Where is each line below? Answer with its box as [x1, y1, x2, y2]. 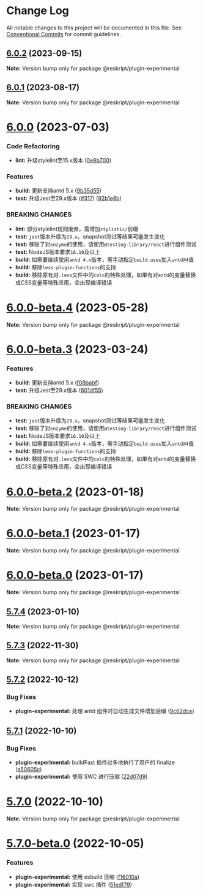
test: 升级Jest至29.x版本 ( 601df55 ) [15, 387, 104, 394]
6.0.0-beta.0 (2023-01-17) [6, 568, 144, 583]
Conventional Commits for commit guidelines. [6, 30, 121, 37]
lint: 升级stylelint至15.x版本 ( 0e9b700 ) [15, 157, 112, 164]
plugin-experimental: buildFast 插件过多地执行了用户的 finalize [15, 758, 175, 766]
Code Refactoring [6, 142, 60, 150]
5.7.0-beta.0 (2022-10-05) [6, 836, 145, 850]
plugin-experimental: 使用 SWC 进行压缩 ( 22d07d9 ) [15, 773, 148, 781]
